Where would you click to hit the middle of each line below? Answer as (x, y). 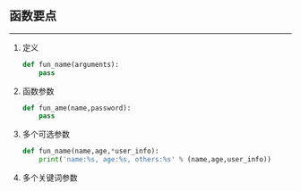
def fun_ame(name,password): (77, 108)
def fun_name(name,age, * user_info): (90, 151)
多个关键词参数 (50, 178)
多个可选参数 (46, 134)
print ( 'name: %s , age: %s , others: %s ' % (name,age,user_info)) (155, 160)
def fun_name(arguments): (70, 64)
